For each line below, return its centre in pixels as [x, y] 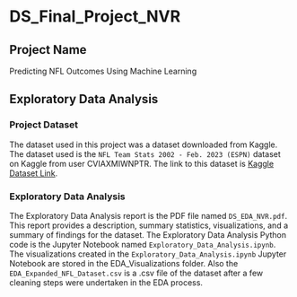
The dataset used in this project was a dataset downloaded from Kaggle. [144, 144]
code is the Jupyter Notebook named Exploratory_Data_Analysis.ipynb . [143, 244]
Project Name [48, 50]
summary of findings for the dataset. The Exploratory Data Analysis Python [148, 234]
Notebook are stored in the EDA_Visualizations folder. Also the [124, 263]
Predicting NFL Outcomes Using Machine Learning [103, 71]
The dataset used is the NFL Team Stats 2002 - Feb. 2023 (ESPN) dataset [145, 153]
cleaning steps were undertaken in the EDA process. [106, 282]
